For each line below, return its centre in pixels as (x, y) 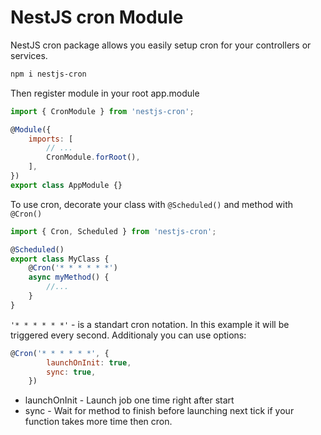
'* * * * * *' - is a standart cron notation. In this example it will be (150, 324)
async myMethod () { (69, 277)
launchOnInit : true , (89, 362)
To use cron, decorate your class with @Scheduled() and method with (151, 204)
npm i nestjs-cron (48, 74)
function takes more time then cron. (98, 422)
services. (29, 55)
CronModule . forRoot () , (93, 157)
